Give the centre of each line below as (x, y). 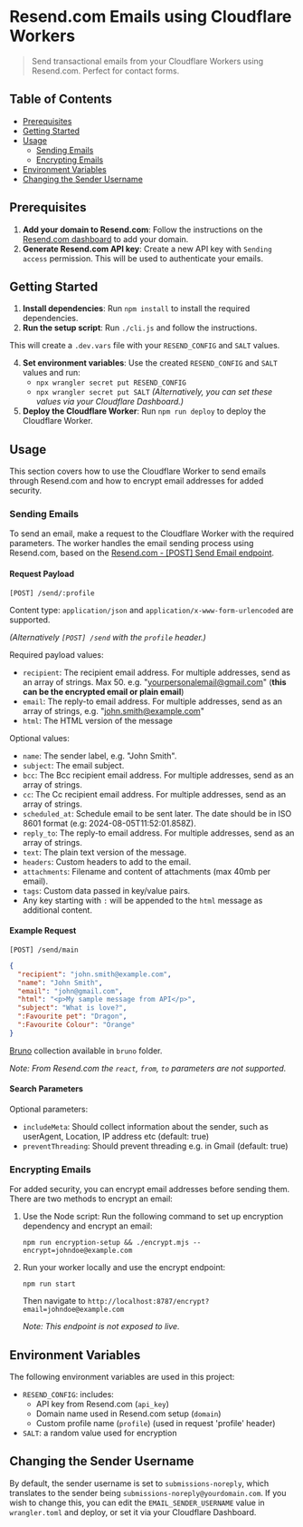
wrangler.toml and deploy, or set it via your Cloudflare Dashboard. (133, 1512)
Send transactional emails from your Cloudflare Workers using (147, 61)
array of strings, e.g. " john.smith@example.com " (114, 710)
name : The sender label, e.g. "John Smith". (99, 756)
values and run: (52, 373)
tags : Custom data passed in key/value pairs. (106, 890)
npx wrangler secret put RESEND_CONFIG (111, 383)
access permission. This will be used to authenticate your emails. (143, 258)
